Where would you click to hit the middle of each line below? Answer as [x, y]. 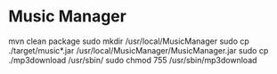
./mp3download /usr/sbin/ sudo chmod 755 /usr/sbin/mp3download [133, 60]
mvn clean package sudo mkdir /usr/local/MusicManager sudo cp [129, 41]
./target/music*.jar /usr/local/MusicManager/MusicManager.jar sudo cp [138, 50]
